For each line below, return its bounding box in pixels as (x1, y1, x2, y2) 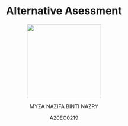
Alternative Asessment (5, 4, 123, 18)
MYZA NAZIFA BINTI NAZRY (29, 102, 99, 110)
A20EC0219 (49, 114, 79, 121)
